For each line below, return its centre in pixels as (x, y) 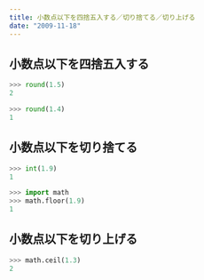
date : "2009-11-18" (45, 26)
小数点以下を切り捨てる (73, 148)
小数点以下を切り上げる (73, 240)
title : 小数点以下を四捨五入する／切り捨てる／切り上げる (102, 17)
